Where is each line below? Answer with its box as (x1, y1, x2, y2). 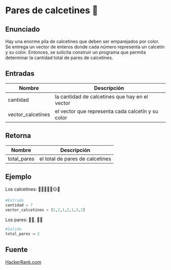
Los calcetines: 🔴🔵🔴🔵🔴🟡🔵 (5, 186, 61, 193)
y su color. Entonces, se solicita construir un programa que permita (5, 49, 146, 55)
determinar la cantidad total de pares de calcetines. (5, 55, 113, 61)
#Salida (5, 227, 22, 232)
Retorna (5, 131, 32, 140)
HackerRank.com (5, 259, 42, 265)
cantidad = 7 (5, 203, 33, 208)
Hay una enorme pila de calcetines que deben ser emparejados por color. (5, 38, 159, 44)
